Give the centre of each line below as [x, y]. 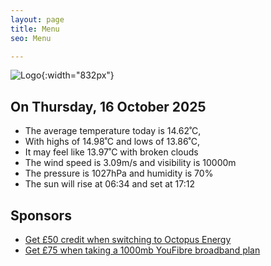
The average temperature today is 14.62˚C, [113, 131]
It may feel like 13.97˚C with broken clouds [111, 152]
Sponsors [41, 215]
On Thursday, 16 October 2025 [108, 106]
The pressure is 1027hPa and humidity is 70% [119, 173]
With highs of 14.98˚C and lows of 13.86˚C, [112, 142]
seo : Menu [31, 38]
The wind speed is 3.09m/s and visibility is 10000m [130, 163]
